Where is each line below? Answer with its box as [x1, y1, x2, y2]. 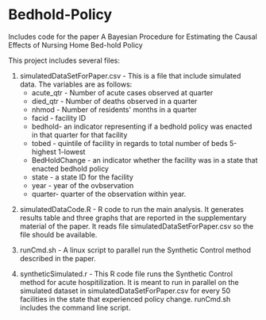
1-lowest [58, 147, 86, 156]
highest [31, 147, 57, 156]
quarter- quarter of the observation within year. [31, 189, 187, 199]
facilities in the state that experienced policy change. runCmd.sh [19, 294, 231, 303]
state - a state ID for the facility [31, 172, 133, 182]
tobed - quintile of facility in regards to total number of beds [31, 138, 228, 148]
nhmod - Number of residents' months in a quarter [31, 105, 197, 114]
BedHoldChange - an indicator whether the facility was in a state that [31, 155, 258, 164]
